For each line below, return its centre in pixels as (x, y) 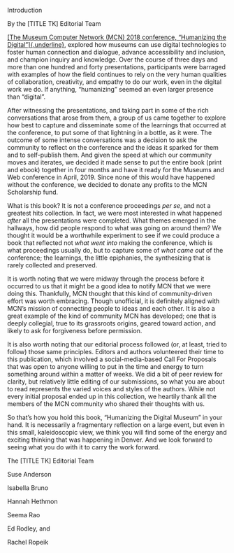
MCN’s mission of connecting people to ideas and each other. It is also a (111, 308)
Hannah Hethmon (32, 501)
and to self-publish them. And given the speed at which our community (109, 155)
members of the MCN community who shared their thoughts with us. (106, 404)
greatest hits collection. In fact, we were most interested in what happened (115, 213)
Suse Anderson (29, 474)
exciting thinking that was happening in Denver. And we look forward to (110, 440)
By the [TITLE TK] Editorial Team (54, 23)
